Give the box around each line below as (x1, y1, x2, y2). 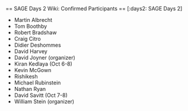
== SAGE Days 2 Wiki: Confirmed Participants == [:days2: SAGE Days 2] (5, 5, 183, 12)
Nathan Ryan (14, 86, 46, 92)
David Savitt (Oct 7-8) (14, 92, 68, 99)
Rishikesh (14, 73, 38, 80)
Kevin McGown (14, 67, 52, 73)
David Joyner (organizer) (14, 54, 75, 61)
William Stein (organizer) (14, 98, 75, 105)
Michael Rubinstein (14, 79, 61, 86)
